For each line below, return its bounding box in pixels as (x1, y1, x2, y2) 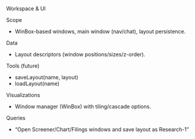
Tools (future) (6, 62, 40, 69)
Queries (6, 115, 26, 121)
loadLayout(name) (14, 80, 60, 87)
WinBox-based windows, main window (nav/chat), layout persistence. (14, 28, 186, 35)
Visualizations (6, 92, 40, 98)
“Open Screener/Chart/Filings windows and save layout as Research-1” (14, 126, 189, 132)
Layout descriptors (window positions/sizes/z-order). (14, 51, 146, 58)
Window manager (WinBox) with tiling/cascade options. (14, 103, 152, 110)
